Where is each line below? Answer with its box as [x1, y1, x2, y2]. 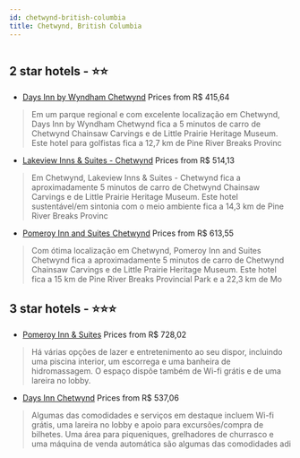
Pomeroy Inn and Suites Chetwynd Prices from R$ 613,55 [21, 228, 235, 238]
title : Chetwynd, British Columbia [9, 22, 142, 30]
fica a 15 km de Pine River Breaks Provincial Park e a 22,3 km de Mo [30, 274, 282, 285]
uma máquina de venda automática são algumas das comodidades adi [30, 438, 291, 449]
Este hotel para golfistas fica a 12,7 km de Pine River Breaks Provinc [30, 138, 282, 149]
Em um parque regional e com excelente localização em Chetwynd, [30, 109, 280, 120]
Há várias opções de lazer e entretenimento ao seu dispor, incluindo [30, 347, 283, 358]
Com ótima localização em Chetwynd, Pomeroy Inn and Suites [30, 246, 261, 256]
